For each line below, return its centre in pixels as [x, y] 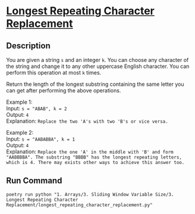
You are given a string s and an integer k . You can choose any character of [97, 60]
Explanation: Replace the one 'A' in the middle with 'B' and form [90, 151]
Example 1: [19, 102]
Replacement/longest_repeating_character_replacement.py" [79, 205]
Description [28, 46]
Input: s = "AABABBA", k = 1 [41, 139]
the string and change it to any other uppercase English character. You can [98, 66]
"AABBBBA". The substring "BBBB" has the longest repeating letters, [94, 157]
